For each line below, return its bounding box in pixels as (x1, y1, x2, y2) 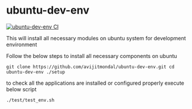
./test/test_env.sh (6, 97, 55, 103)
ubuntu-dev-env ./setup (6, 69, 66, 75)
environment (6, 41, 38, 48)
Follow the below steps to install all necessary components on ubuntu (6, 52, 178, 59)
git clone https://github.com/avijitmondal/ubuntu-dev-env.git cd (6, 63, 175, 70)
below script (6, 85, 37, 92)
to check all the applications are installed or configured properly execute (6, 79, 185, 86)
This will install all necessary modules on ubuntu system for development (6, 34, 186, 41)
